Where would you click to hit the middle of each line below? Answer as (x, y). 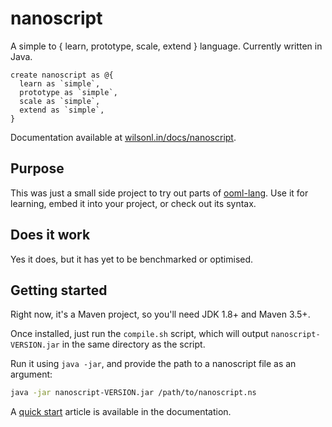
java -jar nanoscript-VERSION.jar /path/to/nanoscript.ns (133, 393)
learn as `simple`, (60, 83)
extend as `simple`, (62, 110)
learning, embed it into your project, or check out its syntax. (133, 203)
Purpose (37, 168)
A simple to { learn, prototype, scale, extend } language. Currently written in (166, 46)
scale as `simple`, (60, 101)
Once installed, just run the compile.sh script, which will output (139, 334)
